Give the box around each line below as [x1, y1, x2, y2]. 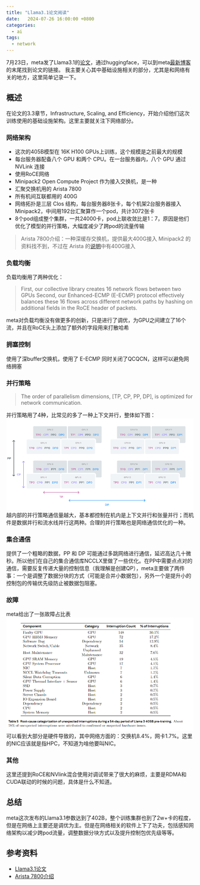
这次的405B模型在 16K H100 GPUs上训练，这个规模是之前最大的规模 [14, 148, 183, 155]
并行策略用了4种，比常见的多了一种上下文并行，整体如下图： [6, 411, 156, 418]
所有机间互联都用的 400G [14, 193, 77, 200]
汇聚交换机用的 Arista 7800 [14, 185, 82, 193]
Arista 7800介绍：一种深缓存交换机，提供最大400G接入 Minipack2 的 [20, 235, 191, 242]
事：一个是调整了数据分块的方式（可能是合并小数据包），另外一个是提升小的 [6, 572, 192, 580]
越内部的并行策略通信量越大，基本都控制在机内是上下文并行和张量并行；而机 [6, 511, 194, 518]
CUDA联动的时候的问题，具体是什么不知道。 [6, 778, 115, 786]
